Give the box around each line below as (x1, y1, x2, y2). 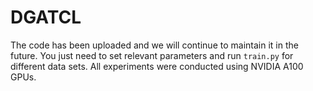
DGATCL (10, 6, 82, 29)
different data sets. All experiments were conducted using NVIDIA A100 (10, 60, 304, 72)
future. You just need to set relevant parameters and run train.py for (10, 49, 294, 61)
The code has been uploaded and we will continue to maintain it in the (10, 39, 299, 51)
